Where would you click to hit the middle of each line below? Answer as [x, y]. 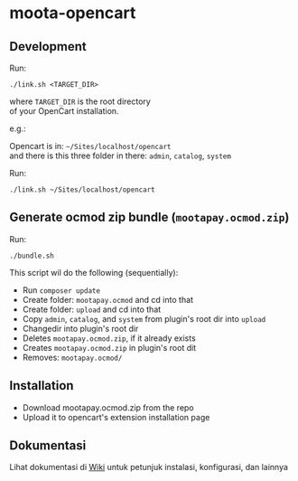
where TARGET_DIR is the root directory [80, 101]
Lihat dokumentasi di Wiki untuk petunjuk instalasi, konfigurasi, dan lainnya [149, 467]
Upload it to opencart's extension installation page [116, 417]
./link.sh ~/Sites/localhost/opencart [82, 190]
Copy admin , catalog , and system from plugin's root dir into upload [144, 318]
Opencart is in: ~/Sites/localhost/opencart [90, 146]
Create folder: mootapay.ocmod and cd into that [108, 299]
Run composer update [61, 290]
